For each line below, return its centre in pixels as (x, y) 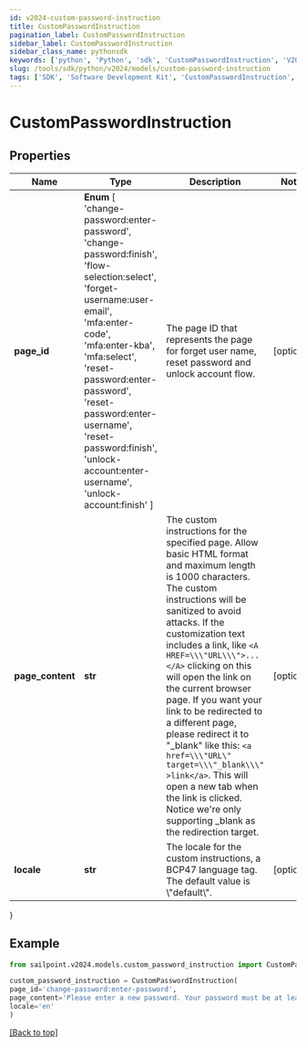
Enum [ (100, 197)
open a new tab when (212, 786)
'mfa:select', (111, 357)
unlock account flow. (211, 373)
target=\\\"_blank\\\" (215, 764)
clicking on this (219, 665)
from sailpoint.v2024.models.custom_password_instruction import (136, 964)
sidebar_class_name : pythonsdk (69, 52)
